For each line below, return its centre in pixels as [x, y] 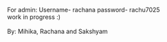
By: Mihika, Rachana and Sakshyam [57, 31]
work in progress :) [34, 17]
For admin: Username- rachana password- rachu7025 [83, 10]
